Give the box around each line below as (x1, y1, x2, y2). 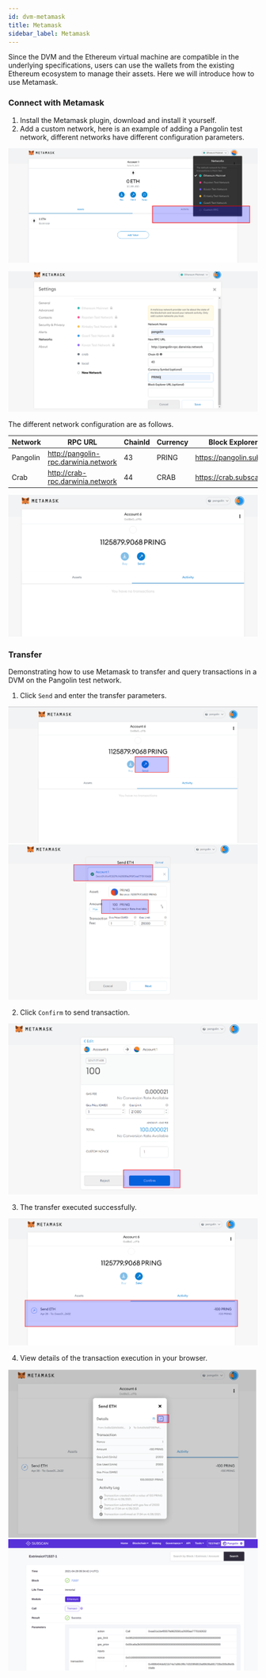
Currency (157, 437, 188, 447)
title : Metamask (8, 21, 62, 29)
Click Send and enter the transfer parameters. (19, 691, 167, 701)
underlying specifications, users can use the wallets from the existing (8, 60, 235, 71)
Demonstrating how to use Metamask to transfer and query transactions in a (8, 667, 257, 677)
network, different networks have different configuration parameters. (19, 132, 245, 142)
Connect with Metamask (8, 98, 104, 109)
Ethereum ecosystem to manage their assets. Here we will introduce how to (8, 69, 255, 79)
